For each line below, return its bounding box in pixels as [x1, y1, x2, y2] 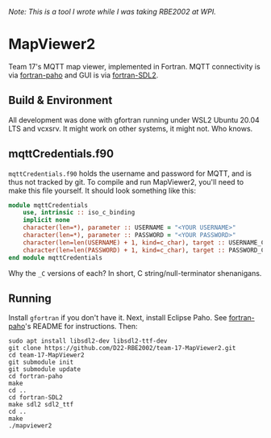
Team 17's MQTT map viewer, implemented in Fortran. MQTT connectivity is [8, 61, 261, 71]
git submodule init [8, 358, 74, 366]
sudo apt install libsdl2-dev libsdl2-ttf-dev [8, 337, 168, 345]
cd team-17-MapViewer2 [8, 351, 85, 360]
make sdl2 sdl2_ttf [8, 401, 74, 409]
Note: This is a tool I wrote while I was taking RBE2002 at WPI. [8, 7, 216, 16]
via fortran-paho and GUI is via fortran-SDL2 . [8, 70, 159, 80]
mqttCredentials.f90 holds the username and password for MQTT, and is [8, 169, 252, 178]
